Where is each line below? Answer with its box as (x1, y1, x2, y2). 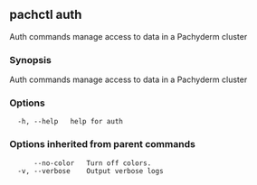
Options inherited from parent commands (9, 138, 196, 151)
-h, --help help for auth (17, 117, 124, 126)
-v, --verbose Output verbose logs (17, 166, 165, 175)
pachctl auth (9, 7, 82, 23)
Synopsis (9, 53, 52, 66)
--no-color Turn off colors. (33, 158, 152, 168)
